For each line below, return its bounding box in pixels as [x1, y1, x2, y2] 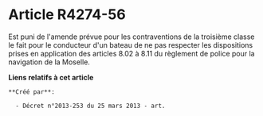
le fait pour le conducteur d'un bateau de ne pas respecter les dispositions [8, 40, 253, 49]
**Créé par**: [8, 87, 56, 96]
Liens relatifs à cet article [8, 72, 94, 82]
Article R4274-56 [8, 6, 126, 24]
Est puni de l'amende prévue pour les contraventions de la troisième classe [8, 32, 255, 41]
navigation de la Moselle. [8, 57, 90, 67]
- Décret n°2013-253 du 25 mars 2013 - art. [15, 102, 166, 110]
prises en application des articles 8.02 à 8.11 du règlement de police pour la [8, 48, 255, 58]
